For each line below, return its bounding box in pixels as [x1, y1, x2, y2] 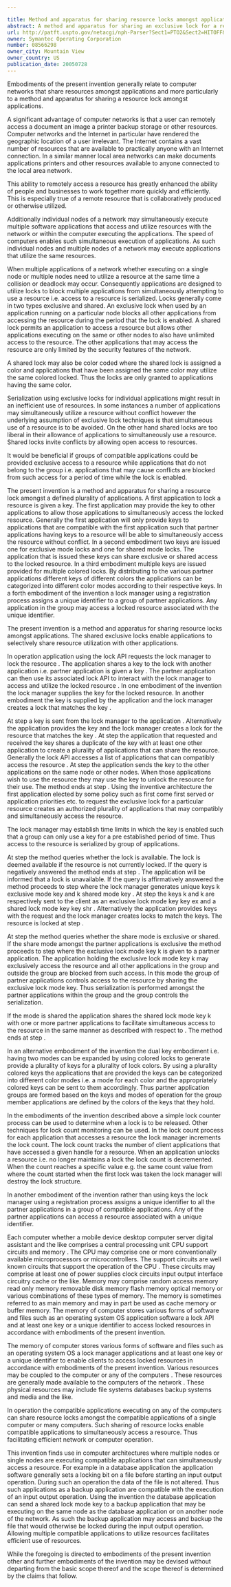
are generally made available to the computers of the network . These [7, 1378, 205, 1386]
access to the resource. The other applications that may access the [7, 338, 198, 346]
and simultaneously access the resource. [7, 812, 124, 820]
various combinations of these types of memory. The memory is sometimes [7, 1292, 221, 1300]
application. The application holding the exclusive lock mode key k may [7, 954, 209, 963]
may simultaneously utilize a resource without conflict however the [7, 408, 197, 417]
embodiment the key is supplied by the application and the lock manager [7, 696, 213, 704]
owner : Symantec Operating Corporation [7, 35, 122, 42]
